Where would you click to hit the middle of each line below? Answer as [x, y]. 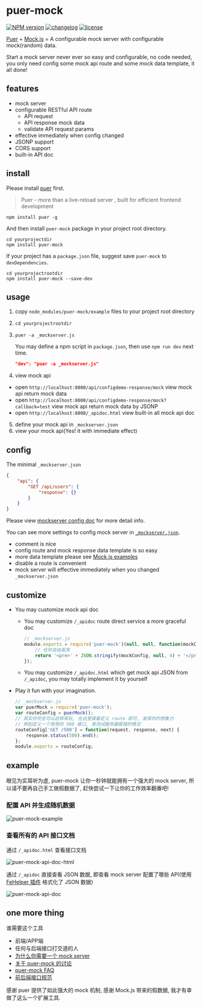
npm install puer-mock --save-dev [50, 279]
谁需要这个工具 [25, 928]
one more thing [35, 913]
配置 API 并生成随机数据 [41, 805]
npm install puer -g [32, 217]
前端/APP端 [29, 941]
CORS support [33, 148]
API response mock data [54, 122]
